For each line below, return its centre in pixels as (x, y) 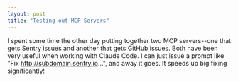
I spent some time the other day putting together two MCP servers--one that (119, 40)
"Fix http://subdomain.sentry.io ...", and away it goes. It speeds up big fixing (117, 63)
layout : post (27, 14)
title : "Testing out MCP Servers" (59, 20)
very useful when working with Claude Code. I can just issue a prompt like (116, 55)
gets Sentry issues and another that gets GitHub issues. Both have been (113, 48)
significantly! (26, 71)
